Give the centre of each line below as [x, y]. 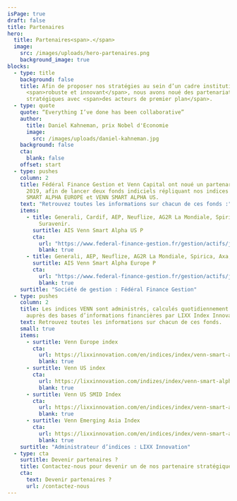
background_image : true [55, 60]
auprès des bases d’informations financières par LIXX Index [118, 316]
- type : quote [34, 106]
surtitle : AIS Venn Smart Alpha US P [88, 230]
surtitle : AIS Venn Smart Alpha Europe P [95, 263]
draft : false [26, 20]
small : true [37, 329]
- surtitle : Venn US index [66, 368]
